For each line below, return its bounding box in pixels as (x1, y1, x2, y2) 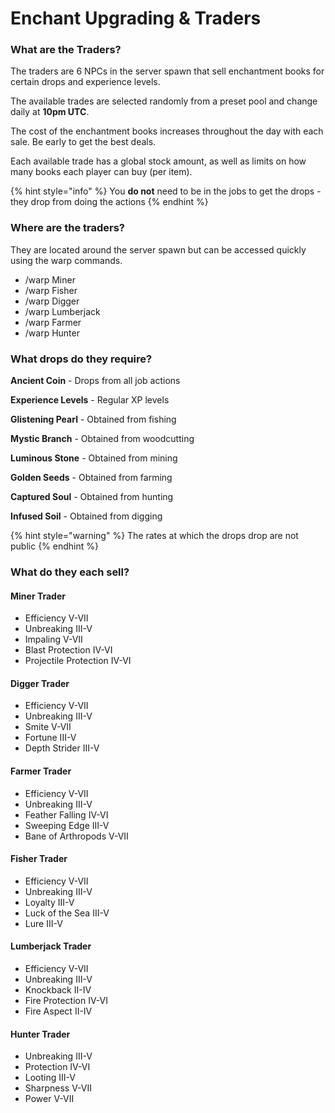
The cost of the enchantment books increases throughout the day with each (10, 125, 324, 137)
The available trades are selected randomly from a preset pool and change (10, 95, 318, 107)
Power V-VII (24, 1093, 75, 1105)
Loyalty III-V (24, 896, 75, 908)
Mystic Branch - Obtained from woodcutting (10, 433, 195, 445)
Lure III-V (24, 917, 63, 929)
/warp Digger (24, 295, 80, 307)
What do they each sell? (10, 565, 130, 579)
